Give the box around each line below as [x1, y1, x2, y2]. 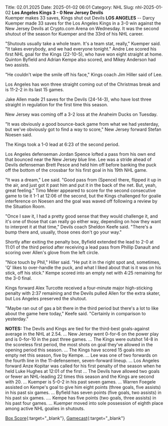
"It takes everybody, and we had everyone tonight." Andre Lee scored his [5, 46, 157, 52]
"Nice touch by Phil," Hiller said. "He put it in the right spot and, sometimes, [5, 259, 161, 265]
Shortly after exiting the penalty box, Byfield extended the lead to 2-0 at [5, 239, 154, 245]
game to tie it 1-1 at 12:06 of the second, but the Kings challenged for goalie [5, 193, 161, 198]
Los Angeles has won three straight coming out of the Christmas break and [5, 81, 160, 87]
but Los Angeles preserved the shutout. [5, 296, 87, 301]
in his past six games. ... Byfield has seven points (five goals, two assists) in [5, 389, 162, 395]
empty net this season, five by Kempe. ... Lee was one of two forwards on [5, 352, 158, 358]
